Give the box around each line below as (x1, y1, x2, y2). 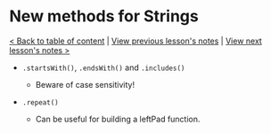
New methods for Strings (9, 6, 199, 27)
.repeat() (21, 98, 60, 107)
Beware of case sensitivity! (35, 79, 135, 90)
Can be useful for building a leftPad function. (35, 113, 201, 124)
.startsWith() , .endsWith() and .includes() (21, 62, 185, 73)
